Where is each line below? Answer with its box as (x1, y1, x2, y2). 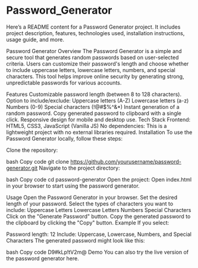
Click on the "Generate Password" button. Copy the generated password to (6, 213, 191, 220)
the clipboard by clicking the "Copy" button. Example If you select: (6, 219, 169, 226)
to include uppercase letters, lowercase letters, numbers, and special (6, 66, 175, 73)
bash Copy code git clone (6, 158, 70, 165)
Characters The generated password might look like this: (6, 236, 145, 244)
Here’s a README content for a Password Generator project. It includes (6, 23, 181, 30)
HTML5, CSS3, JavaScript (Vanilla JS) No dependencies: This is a (6, 122, 167, 129)
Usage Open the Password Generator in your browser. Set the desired (6, 194, 178, 201)
